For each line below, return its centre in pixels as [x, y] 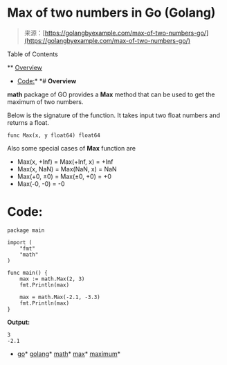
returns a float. [28, 122]
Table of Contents [33, 54]
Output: [18, 322]
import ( [20, 242]
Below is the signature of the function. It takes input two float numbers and [113, 115]
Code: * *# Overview [47, 80]
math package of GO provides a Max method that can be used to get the [111, 94]
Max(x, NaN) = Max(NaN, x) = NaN [67, 169]
